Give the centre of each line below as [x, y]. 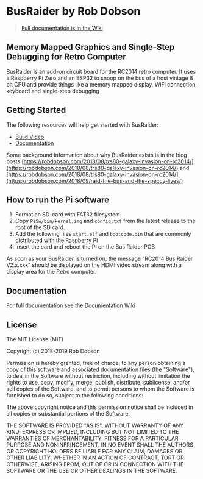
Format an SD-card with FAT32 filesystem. [68, 215]
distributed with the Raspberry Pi [56, 240]
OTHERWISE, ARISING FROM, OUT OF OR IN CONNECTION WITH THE [95, 464]
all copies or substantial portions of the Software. [68, 413]
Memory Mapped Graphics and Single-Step [91, 47]
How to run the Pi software [58, 200]
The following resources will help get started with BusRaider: [83, 125]
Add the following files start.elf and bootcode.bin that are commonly [103, 234]
